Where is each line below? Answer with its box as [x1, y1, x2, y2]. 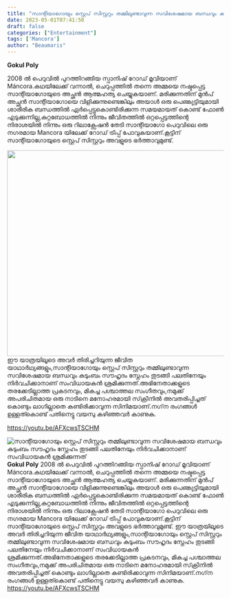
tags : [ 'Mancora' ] [7, 36, 60, 43]
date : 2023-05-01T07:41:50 [7, 17, 85, 23]
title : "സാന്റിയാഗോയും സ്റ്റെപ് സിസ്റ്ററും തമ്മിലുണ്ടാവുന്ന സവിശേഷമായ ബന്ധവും [7, 10, 217, 17]
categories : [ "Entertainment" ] [7, 29, 97, 36]
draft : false [7, 23, 45, 30]
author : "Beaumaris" [7, 42, 67, 49]
